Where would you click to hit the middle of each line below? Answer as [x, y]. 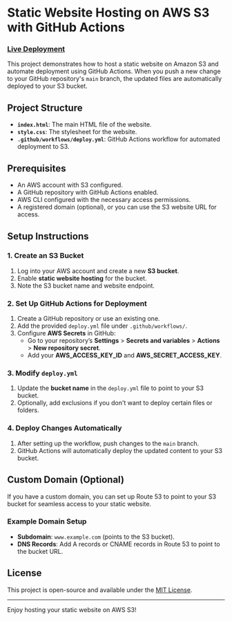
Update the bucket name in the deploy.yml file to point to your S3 [110, 388]
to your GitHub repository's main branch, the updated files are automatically [115, 79]
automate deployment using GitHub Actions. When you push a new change [114, 71]
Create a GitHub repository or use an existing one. [88, 319]
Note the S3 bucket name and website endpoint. [86, 286]
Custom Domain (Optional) [66, 480]
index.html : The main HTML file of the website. [84, 124]
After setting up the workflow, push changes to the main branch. [108, 443]
